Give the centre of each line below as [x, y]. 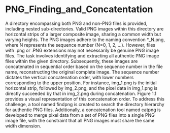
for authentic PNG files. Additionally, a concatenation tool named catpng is [83, 110]
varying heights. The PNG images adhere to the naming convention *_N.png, [85, 40]
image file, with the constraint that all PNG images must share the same [80, 120]
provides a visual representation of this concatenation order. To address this [85, 99]
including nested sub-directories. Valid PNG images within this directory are [84, 28]
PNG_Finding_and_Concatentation [79, 9]
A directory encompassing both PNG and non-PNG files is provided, [76, 23]
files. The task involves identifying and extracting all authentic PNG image [82, 56]
